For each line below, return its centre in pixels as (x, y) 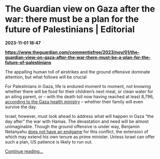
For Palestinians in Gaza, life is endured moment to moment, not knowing (78, 86)
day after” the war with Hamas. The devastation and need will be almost (77, 121)
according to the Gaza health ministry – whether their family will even (74, 101)
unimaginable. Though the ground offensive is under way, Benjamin (72, 126)
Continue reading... (24, 151)
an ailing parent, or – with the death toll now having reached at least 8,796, (80, 96)
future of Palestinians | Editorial (70, 29)
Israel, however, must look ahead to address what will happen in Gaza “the (80, 116)
